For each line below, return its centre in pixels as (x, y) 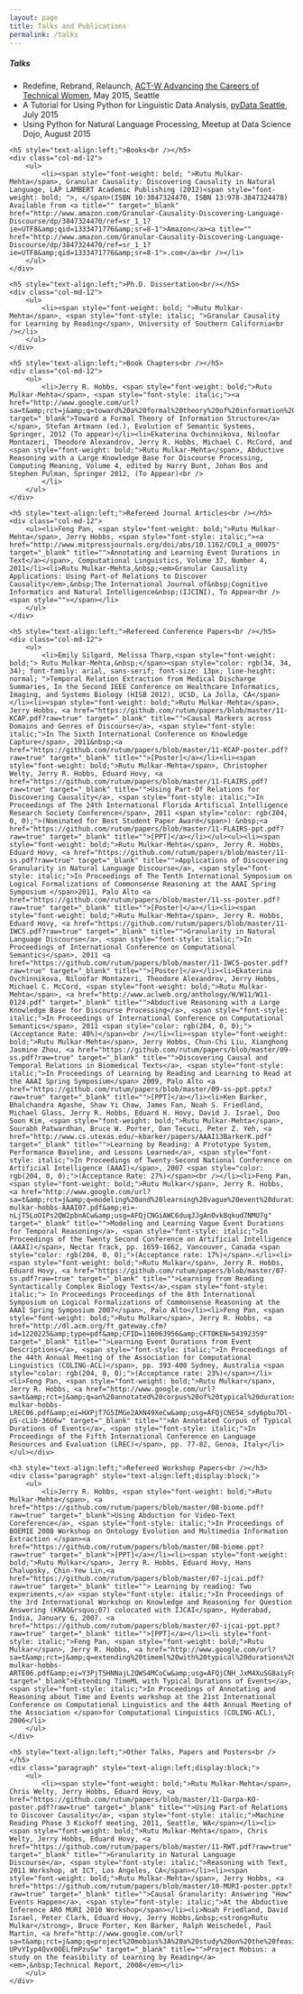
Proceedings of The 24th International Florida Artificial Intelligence (149, 805)
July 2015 (40, 115)
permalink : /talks (44, 34)
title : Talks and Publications (68, 26)
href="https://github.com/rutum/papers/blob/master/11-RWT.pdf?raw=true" (151, 1847)
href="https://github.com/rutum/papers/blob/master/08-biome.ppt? (137, 1548)
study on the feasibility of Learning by (88, 1958)
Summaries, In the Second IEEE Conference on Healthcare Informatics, (145, 687)
